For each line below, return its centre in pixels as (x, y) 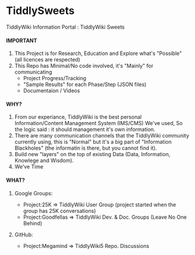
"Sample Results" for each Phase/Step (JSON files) (85, 85)
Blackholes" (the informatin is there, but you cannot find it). (86, 148)
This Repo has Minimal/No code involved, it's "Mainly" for (84, 66)
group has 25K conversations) (60, 211)
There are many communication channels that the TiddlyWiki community (102, 136)
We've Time (29, 167)
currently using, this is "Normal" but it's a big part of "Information (93, 142)
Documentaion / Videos (52, 91)
